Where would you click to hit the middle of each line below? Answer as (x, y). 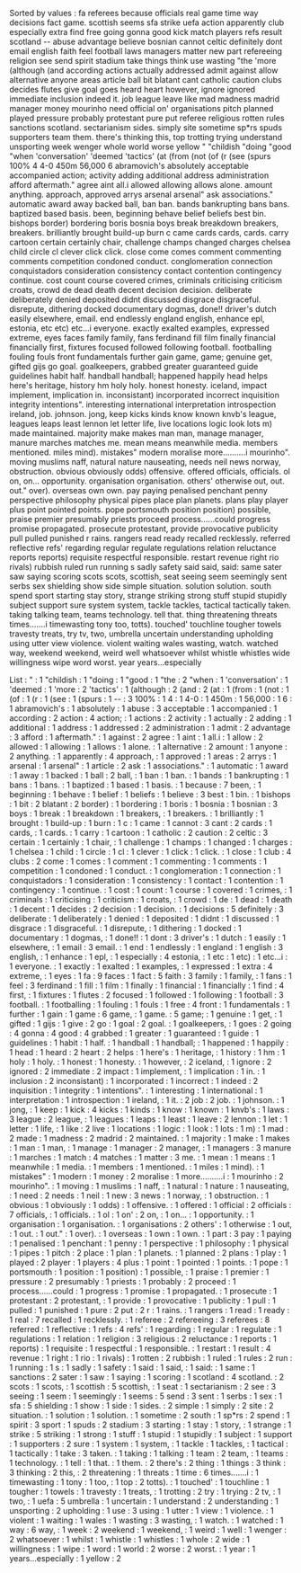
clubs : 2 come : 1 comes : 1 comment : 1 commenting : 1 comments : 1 (138, 861)
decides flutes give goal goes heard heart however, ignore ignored (133, 89)
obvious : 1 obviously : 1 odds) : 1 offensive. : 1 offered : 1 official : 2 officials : (150, 1205)
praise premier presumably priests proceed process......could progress (140, 519)
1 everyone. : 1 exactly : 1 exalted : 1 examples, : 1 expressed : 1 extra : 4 (141, 966)
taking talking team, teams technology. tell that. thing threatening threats (143, 614)
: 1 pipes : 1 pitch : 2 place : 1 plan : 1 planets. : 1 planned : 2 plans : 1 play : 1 (148, 1253)
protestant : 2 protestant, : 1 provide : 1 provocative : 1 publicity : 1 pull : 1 (143, 1301)
